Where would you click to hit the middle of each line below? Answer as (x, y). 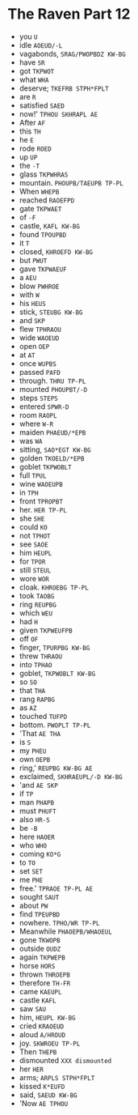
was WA (31, 440)
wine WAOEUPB (41, 483)
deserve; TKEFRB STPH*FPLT (64, 88)
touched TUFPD (43, 716)
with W (29, 294)
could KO (33, 526)
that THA (32, 690)
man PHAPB (36, 802)
